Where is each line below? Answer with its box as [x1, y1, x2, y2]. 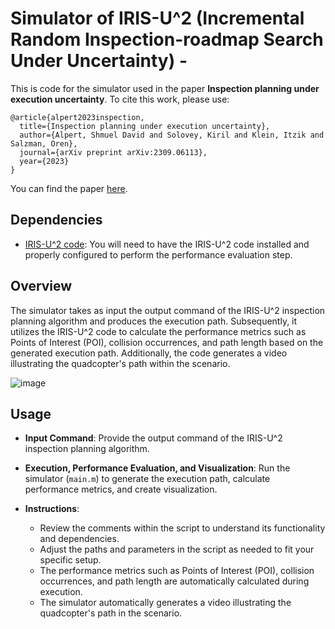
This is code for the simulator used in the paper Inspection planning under [10, 82, 320, 94]
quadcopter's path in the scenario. [39, 607, 183, 619]
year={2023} [19, 156, 70, 166]
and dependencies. [39, 533, 120, 545]
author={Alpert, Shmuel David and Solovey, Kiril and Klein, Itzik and [19, 130, 325, 140]
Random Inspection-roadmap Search [10, 28, 324, 51]
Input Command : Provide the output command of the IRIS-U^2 [24, 432, 283, 444]
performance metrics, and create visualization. [24, 483, 218, 496]
